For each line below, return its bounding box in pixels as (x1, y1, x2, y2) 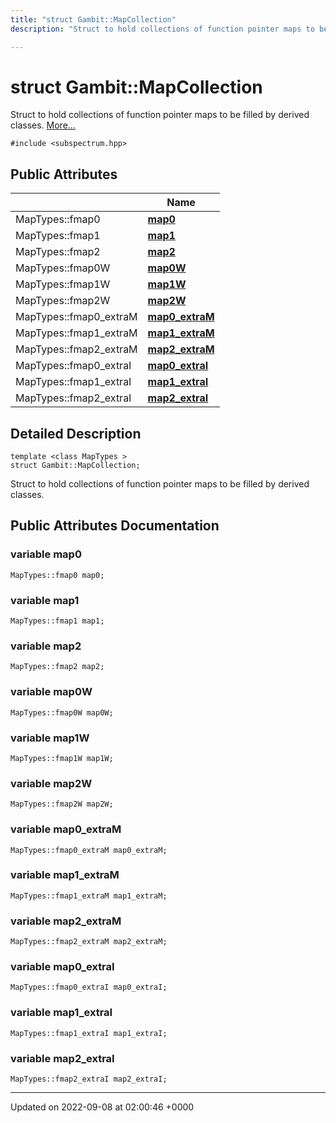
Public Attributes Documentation (10, 517, 220, 535)
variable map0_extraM (10, 822, 122, 836)
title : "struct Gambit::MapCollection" (10, 14, 177, 25)
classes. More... (10, 119, 76, 131)
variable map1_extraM (10, 868, 120, 882)
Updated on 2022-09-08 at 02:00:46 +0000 (10, 1101, 195, 1113)
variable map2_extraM (10, 914, 122, 928)
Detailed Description (10, 425, 142, 442)
